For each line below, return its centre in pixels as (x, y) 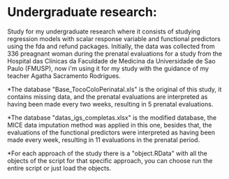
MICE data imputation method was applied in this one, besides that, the (110, 125)
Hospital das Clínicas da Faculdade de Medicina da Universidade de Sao (111, 61)
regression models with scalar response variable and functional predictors (114, 38)
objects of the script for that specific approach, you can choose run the (110, 160)
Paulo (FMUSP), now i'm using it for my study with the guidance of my (108, 68)
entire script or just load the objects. (59, 168)
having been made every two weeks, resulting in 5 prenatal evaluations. (110, 104)
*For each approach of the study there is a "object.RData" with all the (107, 153)
